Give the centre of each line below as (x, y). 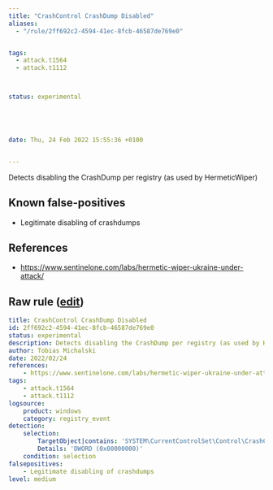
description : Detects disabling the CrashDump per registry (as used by (134, 343)
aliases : (23, 24)
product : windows (52, 411)
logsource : (27, 403)
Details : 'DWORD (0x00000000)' (91, 449)
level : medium (32, 479)
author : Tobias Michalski (52, 350)
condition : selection (59, 456)
